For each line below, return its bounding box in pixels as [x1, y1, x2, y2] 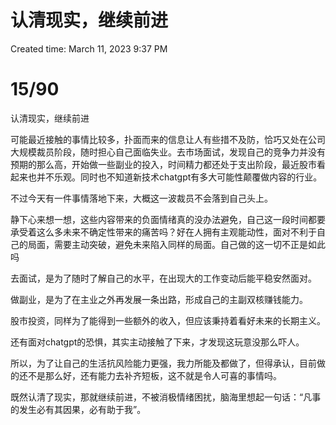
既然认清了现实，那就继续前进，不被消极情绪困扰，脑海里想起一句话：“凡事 [10, 391, 322, 403]
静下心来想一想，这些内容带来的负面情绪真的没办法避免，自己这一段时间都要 [10, 213, 326, 225]
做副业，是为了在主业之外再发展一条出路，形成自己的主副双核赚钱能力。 [10, 293, 308, 305]
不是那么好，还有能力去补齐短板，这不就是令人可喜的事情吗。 [27, 369, 282, 381]
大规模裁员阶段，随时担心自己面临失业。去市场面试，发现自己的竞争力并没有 [10, 146, 326, 158]
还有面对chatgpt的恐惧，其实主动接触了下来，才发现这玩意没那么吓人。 [10, 336, 305, 348]
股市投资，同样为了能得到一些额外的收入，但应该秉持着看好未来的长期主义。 [10, 314, 326, 326]
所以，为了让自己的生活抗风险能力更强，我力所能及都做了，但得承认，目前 [10, 357, 317, 369]
